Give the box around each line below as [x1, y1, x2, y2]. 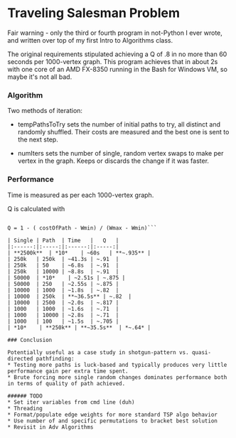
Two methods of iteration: [7, 107, 83, 115]
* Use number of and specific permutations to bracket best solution [7, 417, 218, 424]
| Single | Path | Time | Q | [7, 237, 119, 244]
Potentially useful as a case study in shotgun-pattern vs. [7, 348, 190, 356]
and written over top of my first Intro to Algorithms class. [7, 36, 173, 44]
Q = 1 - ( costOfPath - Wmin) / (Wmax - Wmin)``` [7, 224, 158, 232]
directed [7, 355, 33, 362]
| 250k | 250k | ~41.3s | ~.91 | [7, 255, 119, 262]
